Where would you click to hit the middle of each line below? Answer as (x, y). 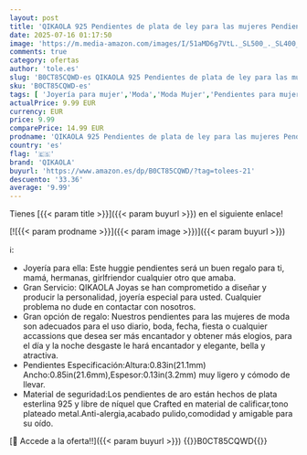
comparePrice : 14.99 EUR (57, 129)
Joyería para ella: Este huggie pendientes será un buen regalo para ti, (153, 268)
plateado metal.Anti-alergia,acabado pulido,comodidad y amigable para (158, 414)
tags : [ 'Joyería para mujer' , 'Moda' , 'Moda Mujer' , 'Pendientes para (143, 94)
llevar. (34, 385)
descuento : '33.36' (47, 179)
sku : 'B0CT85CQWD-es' (51, 86)
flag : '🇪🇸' (32, 153)
